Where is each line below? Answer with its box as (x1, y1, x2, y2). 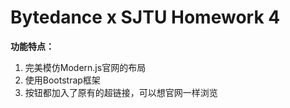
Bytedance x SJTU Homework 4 (10, 6, 281, 29)
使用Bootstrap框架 (24, 74, 101, 86)
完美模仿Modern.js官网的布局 (24, 61, 147, 73)
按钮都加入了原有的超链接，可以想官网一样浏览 (24, 86, 218, 98)
